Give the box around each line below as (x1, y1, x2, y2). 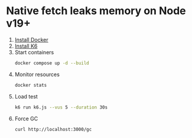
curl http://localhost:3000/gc (14, 126, 92, 132)
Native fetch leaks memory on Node (6, 4, 186, 18)
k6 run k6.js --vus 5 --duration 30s (14, 104, 108, 110)
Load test (14, 93, 38, 100)
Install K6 (14, 42, 38, 50)
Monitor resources (14, 71, 60, 78)
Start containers (14, 48, 54, 55)
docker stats (14, 82, 47, 88)
